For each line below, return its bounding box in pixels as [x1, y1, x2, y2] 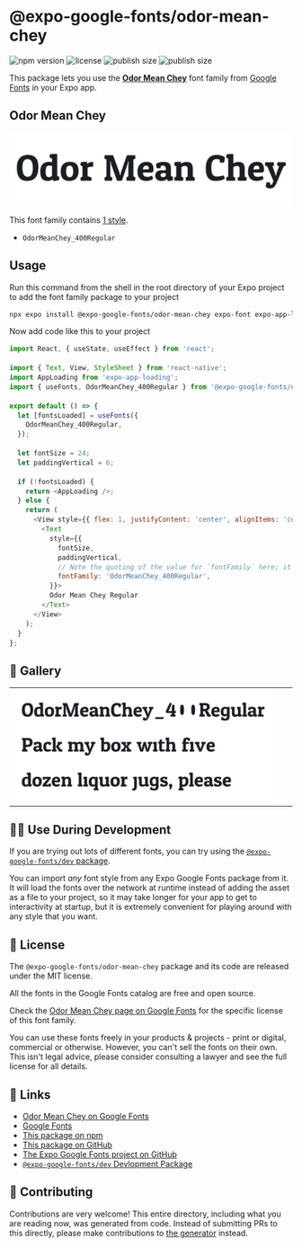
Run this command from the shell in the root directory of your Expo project [9, 281, 285, 293]
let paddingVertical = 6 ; [17, 458, 115, 467]
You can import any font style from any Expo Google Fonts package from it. [9, 873, 289, 884]
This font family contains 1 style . [9, 214, 129, 226]
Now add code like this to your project [9, 326, 151, 337]
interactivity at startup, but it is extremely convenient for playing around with [9, 901, 292, 913]
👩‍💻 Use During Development [9, 822, 172, 837]
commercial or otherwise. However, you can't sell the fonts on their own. [9, 1042, 278, 1053]
